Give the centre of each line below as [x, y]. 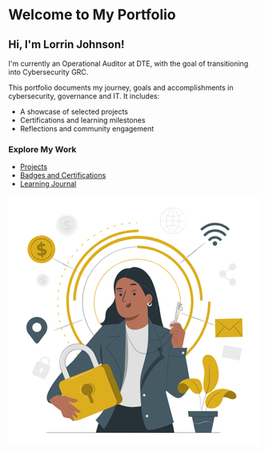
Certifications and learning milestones [82, 120]
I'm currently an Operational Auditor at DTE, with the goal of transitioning [128, 63]
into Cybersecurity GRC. [48, 72]
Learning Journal [48, 184]
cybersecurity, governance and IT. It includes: [84, 96]
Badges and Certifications [63, 176]
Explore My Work [42, 149]
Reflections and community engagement [87, 129]
